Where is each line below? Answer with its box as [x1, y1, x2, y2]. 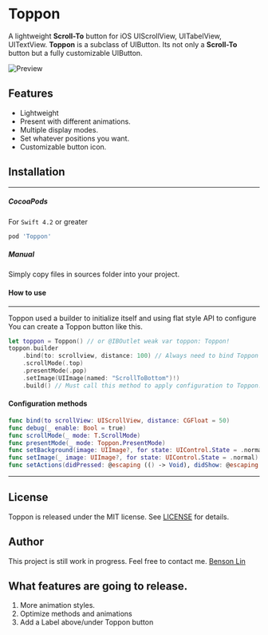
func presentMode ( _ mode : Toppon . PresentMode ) [8, 439, 166, 447]
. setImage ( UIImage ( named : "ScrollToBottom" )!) [22, 374, 180, 382]
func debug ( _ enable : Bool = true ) [8, 424, 127, 432]
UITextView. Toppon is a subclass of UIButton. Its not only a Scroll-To [8, 39, 238, 49]
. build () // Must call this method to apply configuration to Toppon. [22, 381, 262, 390]
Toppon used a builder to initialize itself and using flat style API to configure [8, 313, 257, 323]
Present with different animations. [19, 117, 132, 126]
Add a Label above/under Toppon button [19, 617, 154, 627]
